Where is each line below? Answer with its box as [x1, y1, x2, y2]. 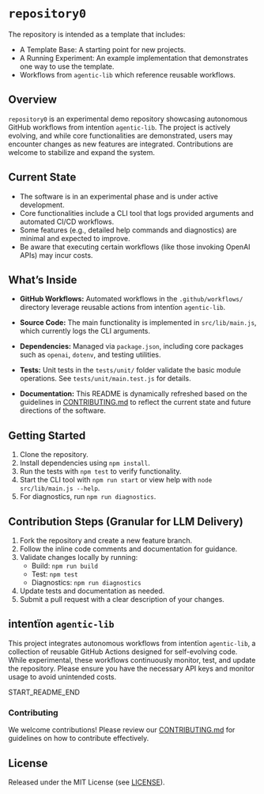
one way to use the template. [19, 62, 115, 71]
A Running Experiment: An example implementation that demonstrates [19, 53, 249, 62]
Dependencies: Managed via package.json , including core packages [19, 342, 243, 351]
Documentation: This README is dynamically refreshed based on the [19, 389, 247, 399]
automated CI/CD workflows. [19, 217, 115, 226]
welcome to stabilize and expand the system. [8, 147, 156, 157]
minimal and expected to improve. [19, 233, 130, 243]
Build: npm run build [31, 561, 99, 570]
